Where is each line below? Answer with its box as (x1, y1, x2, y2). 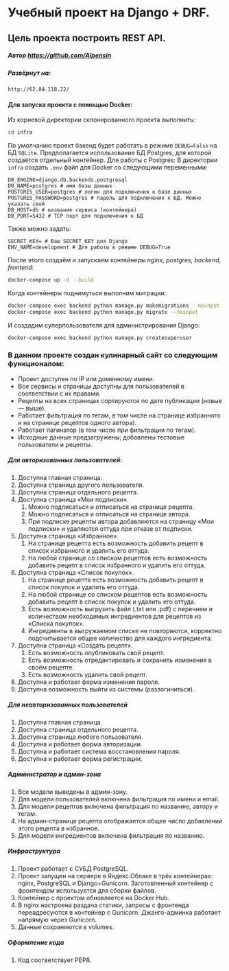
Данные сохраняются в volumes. (17, 922, 114, 931)
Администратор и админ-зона (8, 770, 101, 779)
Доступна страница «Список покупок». (17, 568, 134, 576)
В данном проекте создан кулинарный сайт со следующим (8, 350, 218, 360)
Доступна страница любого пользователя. (17, 733, 143, 741)
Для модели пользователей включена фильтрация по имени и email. (17, 795, 220, 803)
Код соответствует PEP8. (17, 956, 92, 964)
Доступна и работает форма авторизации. (17, 740, 143, 748)
